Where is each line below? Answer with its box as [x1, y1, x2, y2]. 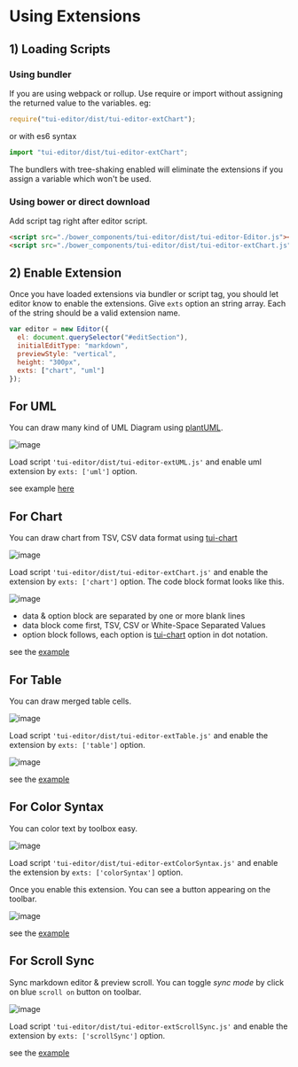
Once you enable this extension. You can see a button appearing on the [9, 884, 271, 894]
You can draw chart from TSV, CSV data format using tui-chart [9, 533, 238, 543]
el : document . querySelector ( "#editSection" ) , [17, 333, 189, 342]
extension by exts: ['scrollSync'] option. [9, 1030, 166, 1040]
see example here [9, 483, 74, 494]
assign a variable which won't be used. [9, 173, 153, 183]
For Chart [9, 509, 63, 524]
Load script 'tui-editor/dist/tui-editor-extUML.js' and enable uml [9, 456, 263, 467]
